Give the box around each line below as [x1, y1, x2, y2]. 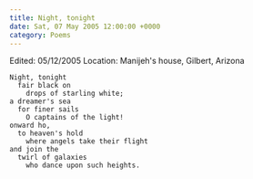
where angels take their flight [25, 137, 148, 146]
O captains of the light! [25, 113, 125, 122]
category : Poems [9, 30, 71, 39]
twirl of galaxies [17, 153, 88, 163]
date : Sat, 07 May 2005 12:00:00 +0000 [9, 22, 161, 31]
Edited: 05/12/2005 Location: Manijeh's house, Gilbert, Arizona [9, 56, 245, 67]
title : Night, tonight [9, 13, 96, 23]
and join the [9, 145, 59, 154]
